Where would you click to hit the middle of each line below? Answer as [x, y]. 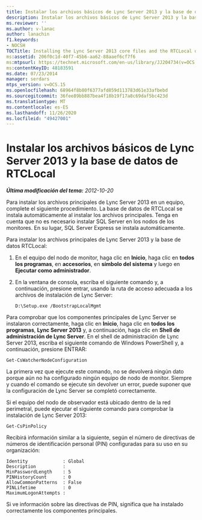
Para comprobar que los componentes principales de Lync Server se [91, 317]
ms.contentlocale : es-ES [37, 107]
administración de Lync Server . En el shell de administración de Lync [93, 337]
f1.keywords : [23, 40]
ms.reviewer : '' [26, 23]
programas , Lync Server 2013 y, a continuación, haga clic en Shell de [93, 330]
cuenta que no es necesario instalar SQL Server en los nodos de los [90, 221]
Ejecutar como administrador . [53, 271]
